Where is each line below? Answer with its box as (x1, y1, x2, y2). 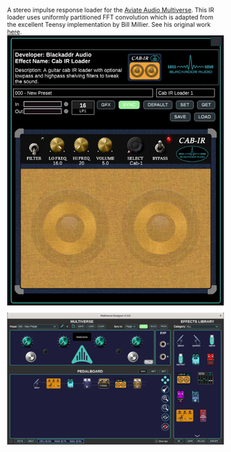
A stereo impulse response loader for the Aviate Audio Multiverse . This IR (7, 6, 214, 14)
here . (7, 27, 22, 36)
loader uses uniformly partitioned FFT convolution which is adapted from (7, 13, 214, 21)
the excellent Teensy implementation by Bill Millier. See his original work (7, 21, 211, 28)
